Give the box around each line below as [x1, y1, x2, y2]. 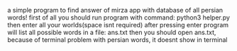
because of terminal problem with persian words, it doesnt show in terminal [7, 36, 228, 44]
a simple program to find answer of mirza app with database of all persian [7, 6, 224, 14]
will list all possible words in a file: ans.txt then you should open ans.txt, [7, 28, 216, 36]
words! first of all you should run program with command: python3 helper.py [7, 13, 231, 22]
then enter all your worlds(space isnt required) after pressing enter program [7, 21, 229, 29]
